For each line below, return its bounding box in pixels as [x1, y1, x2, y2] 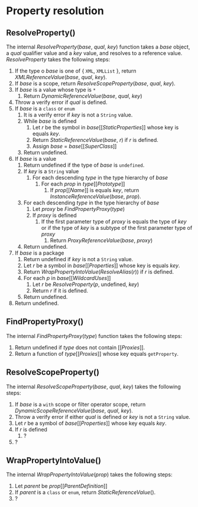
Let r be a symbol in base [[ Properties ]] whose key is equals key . [23, 262, 180, 269]
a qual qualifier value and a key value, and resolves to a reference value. [6, 50, 183, 57]
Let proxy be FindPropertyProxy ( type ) [32, 206, 125, 212]
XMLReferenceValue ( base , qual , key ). [14, 74, 108, 80]
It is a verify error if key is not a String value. [23, 111, 133, 118]
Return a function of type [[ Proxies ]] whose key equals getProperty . [14, 350, 179, 357]
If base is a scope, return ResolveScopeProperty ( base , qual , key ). [14, 80, 176, 87]
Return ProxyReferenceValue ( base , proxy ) [50, 237, 152, 243]
